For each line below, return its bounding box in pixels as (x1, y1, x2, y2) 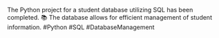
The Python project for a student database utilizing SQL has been (7, 6, 193, 14)
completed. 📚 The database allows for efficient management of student (7, 14, 213, 21)
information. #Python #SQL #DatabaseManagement (7, 23, 155, 31)
